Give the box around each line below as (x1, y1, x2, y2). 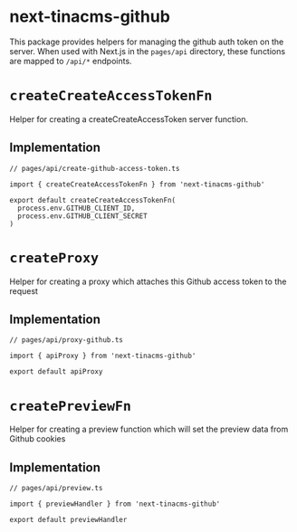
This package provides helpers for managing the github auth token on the (9, 36, 284, 47)
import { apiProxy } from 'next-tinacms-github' (9, 351, 196, 361)
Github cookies (9, 433, 66, 444)
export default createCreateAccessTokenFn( (9, 195, 177, 204)
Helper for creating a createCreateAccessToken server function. (9, 113, 249, 124)
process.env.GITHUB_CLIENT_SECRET (17, 211, 148, 221)
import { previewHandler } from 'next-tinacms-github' (9, 499, 221, 508)
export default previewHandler (9, 516, 128, 525)
